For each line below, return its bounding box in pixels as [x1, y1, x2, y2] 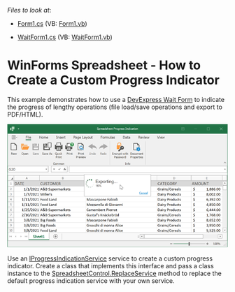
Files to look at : [7, 6, 52, 14]
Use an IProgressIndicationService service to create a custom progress [7, 254, 213, 263]
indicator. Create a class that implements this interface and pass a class [7, 261, 215, 270]
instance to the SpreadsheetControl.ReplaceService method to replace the [7, 269, 222, 277]
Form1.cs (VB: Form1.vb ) [17, 20, 87, 27]
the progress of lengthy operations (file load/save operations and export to [7, 103, 222, 111]
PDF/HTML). [7, 110, 43, 118]
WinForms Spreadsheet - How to [7, 57, 201, 73]
